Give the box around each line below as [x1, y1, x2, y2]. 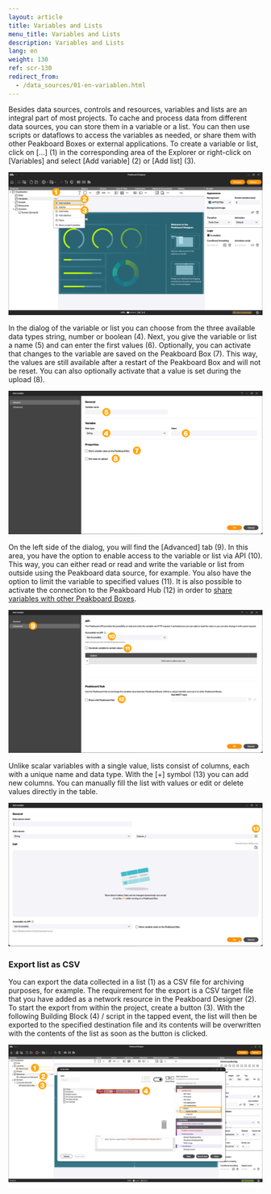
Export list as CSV [8, 958, 81, 969]
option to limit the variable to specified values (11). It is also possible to [8, 576, 242, 586]
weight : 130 [8, 56, 48, 64]
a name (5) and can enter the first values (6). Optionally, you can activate [8, 340, 252, 351]
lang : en [8, 47, 38, 56]
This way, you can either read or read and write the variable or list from [8, 559, 244, 569]
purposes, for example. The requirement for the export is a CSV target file [8, 986, 254, 995]
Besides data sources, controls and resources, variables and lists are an [8, 104, 248, 114]
